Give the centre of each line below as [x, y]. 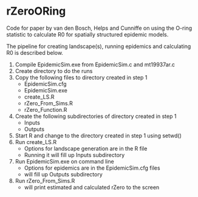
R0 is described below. [35, 52]
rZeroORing [36, 11]
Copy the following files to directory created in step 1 [81, 77]
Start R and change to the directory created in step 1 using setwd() [98, 136]
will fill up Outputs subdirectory [63, 174]
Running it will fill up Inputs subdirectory [74, 155]
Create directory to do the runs [54, 71]
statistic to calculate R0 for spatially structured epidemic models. [87, 34]
